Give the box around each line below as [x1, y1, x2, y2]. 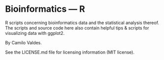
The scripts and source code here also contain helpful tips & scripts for [5, 25, 149, 30]
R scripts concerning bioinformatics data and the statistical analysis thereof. [5, 20, 159, 26]
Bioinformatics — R [5, 3, 85, 15]
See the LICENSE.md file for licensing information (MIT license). [5, 49, 134, 55]
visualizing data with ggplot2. [5, 30, 65, 36]
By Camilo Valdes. [5, 39, 42, 45]
